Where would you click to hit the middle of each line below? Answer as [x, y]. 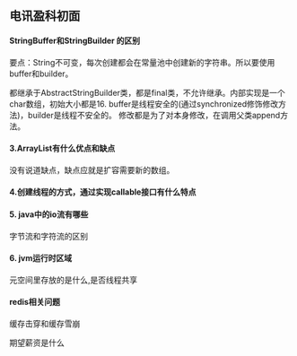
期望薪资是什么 [37, 343]
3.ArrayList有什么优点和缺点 [62, 148]
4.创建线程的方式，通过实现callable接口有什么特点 [103, 192]
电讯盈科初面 [45, 16]
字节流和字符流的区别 [48, 236]
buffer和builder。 [41, 74]
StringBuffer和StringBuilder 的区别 [75, 40]
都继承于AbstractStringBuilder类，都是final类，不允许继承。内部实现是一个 [147, 92]
